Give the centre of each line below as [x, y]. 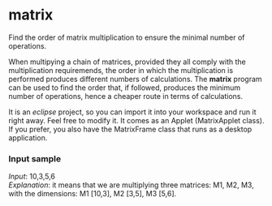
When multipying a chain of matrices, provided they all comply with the [127, 62]
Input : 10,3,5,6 [32, 177]
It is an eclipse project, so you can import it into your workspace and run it [132, 112]
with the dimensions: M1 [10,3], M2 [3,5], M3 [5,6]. [93, 194]
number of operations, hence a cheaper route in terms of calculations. [126, 96]
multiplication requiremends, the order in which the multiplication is [121, 70]
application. [28, 137]
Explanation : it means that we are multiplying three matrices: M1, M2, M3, [131, 185]
